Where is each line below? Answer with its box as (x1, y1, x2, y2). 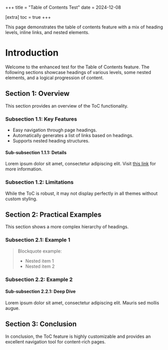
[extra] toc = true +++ (5, 14, 51, 20)
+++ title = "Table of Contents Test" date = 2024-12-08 (5, 5, 121, 10)
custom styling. (5, 195, 38, 202)
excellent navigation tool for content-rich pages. (5, 338, 106, 344)
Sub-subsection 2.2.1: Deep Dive (5, 289, 76, 295)
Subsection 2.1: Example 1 (5, 236, 71, 243)
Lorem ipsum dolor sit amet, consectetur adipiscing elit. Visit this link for (5, 161, 156, 167)
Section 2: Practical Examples (5, 210, 102, 219)
